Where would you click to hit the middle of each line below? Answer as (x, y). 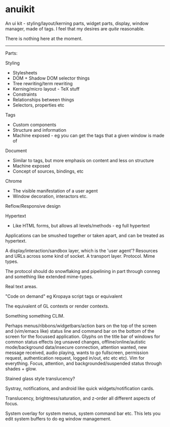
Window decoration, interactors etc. (50, 196)
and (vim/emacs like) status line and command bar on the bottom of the (80, 331)
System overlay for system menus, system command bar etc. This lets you (83, 413)
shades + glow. (21, 369)
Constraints (25, 94)
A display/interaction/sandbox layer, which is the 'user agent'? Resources (81, 250)
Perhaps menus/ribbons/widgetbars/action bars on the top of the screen (81, 326)
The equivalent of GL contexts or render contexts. (57, 306)
